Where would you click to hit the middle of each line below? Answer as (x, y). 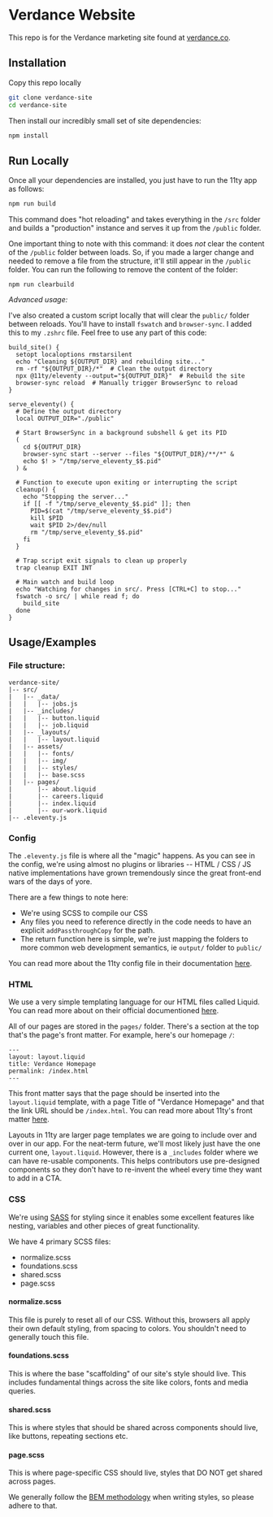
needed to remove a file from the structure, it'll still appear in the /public (130, 261)
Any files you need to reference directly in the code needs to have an (136, 922)
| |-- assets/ (36, 746)
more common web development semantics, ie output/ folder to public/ (141, 947)
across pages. (32, 1481)
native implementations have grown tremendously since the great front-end (135, 873)
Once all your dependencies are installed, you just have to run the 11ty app (133, 180)
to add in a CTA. (35, 1178)
